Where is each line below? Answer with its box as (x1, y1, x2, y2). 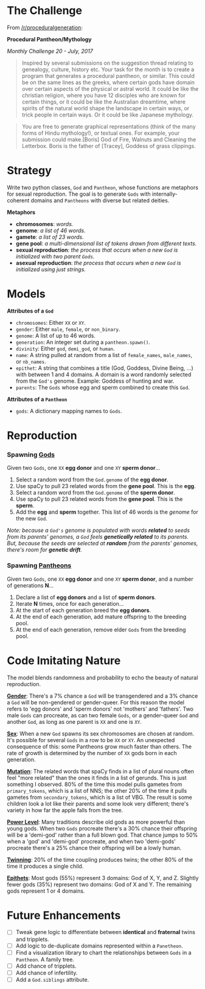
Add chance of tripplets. (15, 962, 77, 970)
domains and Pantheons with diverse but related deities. (30, 196, 170, 204)
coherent (7, 196, 30, 204)
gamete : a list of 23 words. (15, 233, 84, 241)
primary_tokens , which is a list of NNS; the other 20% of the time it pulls (7, 787, 187, 794)
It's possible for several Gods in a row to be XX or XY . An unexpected (7, 736, 175, 743)
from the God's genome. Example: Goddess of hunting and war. (15, 377, 175, 385)
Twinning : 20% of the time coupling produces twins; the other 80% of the (7, 856, 193, 863)
